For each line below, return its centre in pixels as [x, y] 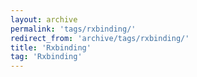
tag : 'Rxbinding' [46, 57]
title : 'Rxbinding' [51, 47]
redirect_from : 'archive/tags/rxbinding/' [100, 38]
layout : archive [44, 19]
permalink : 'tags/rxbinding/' [73, 29]
